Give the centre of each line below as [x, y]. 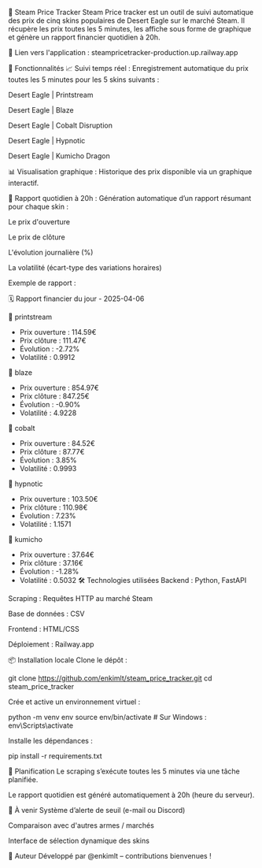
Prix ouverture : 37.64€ [57, 555]
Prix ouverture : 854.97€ [59, 388]
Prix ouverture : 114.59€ [58, 332]
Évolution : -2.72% [50, 349]
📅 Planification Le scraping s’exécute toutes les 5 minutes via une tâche [124, 771]
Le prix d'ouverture [39, 222]
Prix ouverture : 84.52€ [57, 443]
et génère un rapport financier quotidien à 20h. [84, 37]
